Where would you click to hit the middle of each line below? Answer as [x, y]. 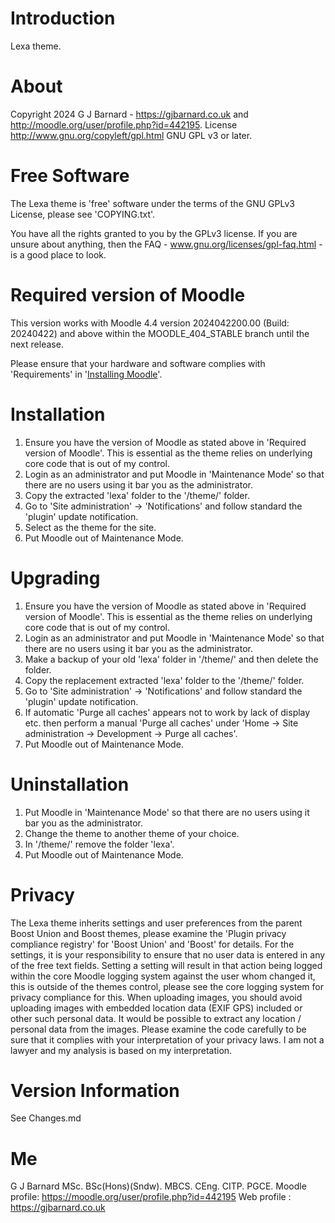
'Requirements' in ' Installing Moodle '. [86, 374]
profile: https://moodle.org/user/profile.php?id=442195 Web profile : [151, 1197]
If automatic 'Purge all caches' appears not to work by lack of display [167, 712]
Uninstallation [70, 784]
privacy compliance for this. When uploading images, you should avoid [156, 997]
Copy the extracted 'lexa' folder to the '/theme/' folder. [137, 495]
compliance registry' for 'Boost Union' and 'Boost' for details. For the [152, 944]
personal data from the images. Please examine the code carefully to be [158, 1029]
